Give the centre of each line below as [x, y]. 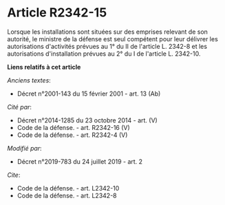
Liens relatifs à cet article [44, 67]
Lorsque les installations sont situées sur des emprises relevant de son [108, 32]
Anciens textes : [29, 80]
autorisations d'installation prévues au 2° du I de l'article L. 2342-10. [104, 54]
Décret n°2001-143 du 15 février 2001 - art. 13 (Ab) [89, 94]
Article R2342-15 [57, 13]
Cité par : [20, 107]
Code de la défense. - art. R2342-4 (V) [72, 135]
